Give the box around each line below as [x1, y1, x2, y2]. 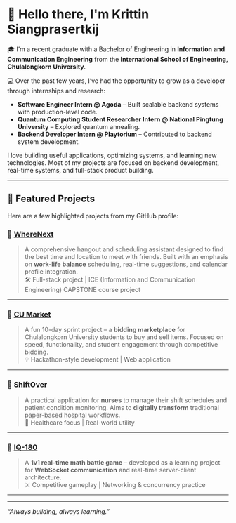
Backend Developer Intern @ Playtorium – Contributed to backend [17, 130, 212, 138]
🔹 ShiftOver [7, 380, 48, 390]
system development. [17, 137, 81, 146]
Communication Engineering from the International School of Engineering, [7, 55, 228, 63]
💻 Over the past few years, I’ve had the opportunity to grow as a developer [7, 77, 226, 85]
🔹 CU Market [7, 309, 51, 319]
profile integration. [24, 267, 79, 276]
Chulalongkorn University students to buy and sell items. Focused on [24, 333, 224, 341]
